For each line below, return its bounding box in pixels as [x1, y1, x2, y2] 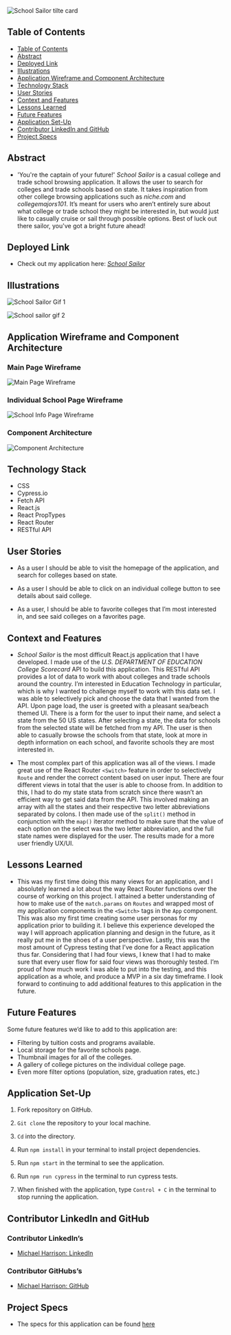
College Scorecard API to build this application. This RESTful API [16, 665, 201, 673]
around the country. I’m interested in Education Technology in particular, [16, 679, 222, 687]
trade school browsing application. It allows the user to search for [16, 177, 203, 186]
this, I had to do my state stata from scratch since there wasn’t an [16, 788, 203, 796]
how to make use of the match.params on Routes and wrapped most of [16, 899, 214, 907]
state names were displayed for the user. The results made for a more [16, 832, 214, 840]
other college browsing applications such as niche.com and [16, 192, 186, 201]
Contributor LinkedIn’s [7, 1233, 84, 1243]
